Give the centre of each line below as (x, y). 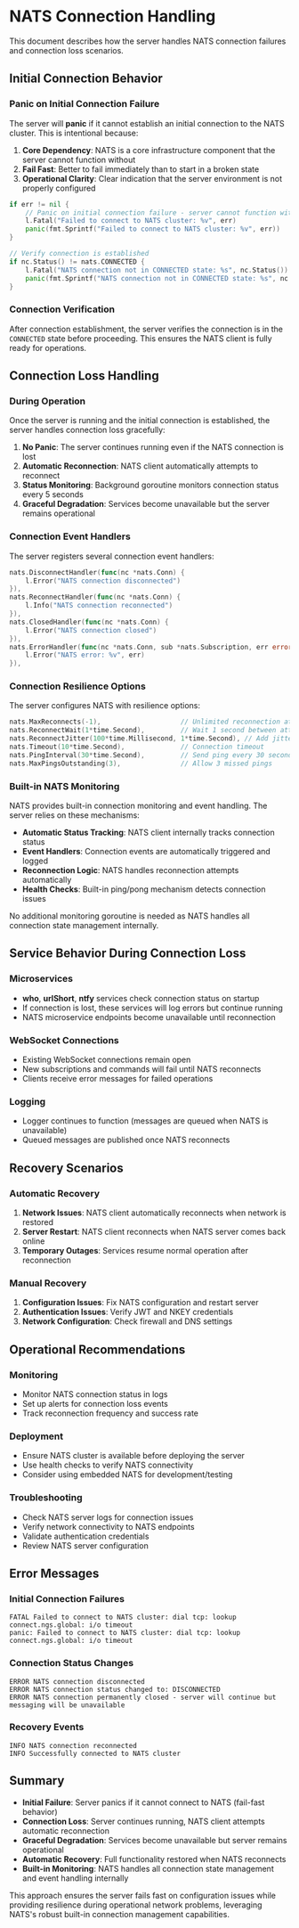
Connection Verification (62, 309)
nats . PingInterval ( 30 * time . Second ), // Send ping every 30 (137, 755)
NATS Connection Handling (113, 16)
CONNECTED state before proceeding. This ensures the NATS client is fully (141, 338)
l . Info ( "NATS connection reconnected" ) (99, 606)
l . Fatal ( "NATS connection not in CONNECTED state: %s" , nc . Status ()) (157, 270)
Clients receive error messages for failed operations (117, 1078)
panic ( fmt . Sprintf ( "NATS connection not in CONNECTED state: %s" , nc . (159, 278)
